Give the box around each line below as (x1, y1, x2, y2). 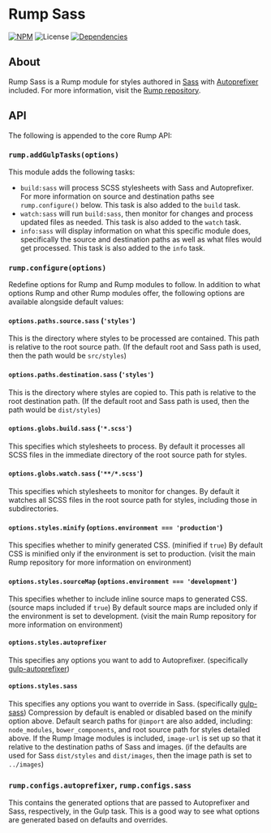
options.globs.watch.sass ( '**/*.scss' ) (8, 468, 144, 479)
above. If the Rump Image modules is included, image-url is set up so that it (8, 733, 261, 743)
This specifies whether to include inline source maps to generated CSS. (8, 594, 247, 604)
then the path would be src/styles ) (8, 350, 127, 361)
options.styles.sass (8, 682, 79, 690)
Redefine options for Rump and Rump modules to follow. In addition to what (8, 280, 261, 290)
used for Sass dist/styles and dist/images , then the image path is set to (8, 750, 252, 760)
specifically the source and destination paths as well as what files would (19, 234, 262, 244)
